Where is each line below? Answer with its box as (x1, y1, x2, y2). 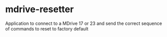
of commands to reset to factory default (5, 25, 89, 31)
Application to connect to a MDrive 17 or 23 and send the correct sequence (5, 20, 162, 26)
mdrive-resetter (5, 4, 74, 15)
